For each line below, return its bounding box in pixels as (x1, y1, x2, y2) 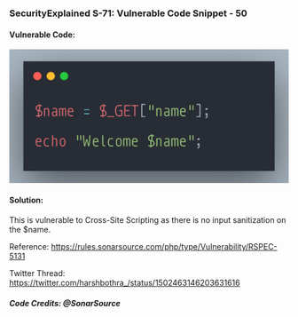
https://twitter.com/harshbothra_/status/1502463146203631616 (9, 278, 241, 288)
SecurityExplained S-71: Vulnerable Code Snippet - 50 (9, 7, 248, 20)
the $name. (9, 225, 51, 234)
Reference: (9, 242, 50, 251)
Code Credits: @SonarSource (9, 297, 122, 308)
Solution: (9, 194, 44, 206)
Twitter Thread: (9, 268, 66, 278)
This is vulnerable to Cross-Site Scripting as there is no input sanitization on (9, 215, 286, 225)
